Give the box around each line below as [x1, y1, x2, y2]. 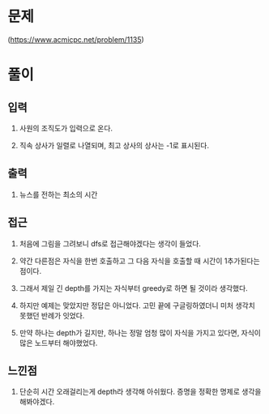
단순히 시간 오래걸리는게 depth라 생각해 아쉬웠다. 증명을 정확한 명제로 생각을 [19, 386, 262, 397]
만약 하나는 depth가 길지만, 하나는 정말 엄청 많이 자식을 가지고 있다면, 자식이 [19, 327, 261, 337]
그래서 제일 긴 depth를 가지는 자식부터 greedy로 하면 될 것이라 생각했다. [19, 283, 248, 292]
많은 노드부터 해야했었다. [19, 338, 98, 348]
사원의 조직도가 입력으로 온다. [19, 123, 113, 133]
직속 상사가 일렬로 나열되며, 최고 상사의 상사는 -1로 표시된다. [19, 140, 210, 150]
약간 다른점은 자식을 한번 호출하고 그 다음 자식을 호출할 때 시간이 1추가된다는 [19, 256, 260, 266]
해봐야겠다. [19, 397, 55, 407]
